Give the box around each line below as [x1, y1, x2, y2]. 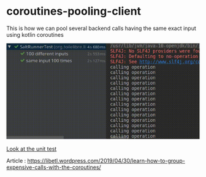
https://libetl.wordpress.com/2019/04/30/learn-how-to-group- [27, 157, 186, 164]
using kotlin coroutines [6, 31, 64, 38]
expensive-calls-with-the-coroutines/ [6, 164, 101, 171]
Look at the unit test [6, 145, 57, 153]
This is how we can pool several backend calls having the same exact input [6, 24, 196, 32]
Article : [6, 157, 26, 164]
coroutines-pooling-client [6, 4, 142, 18]
